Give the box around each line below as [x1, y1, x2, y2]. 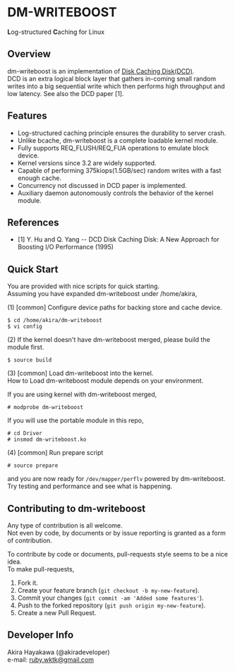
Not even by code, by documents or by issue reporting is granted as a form [7, 529, 226, 537]
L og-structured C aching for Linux [7, 28, 104, 36]
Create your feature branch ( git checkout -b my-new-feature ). [17, 586, 200, 594]
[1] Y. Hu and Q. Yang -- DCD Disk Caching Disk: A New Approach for [17, 235, 220, 244]
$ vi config [7, 323, 42, 331]
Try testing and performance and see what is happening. [7, 482, 173, 491]
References [7, 216, 59, 228]
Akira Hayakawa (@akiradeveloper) [7, 648, 111, 656]
